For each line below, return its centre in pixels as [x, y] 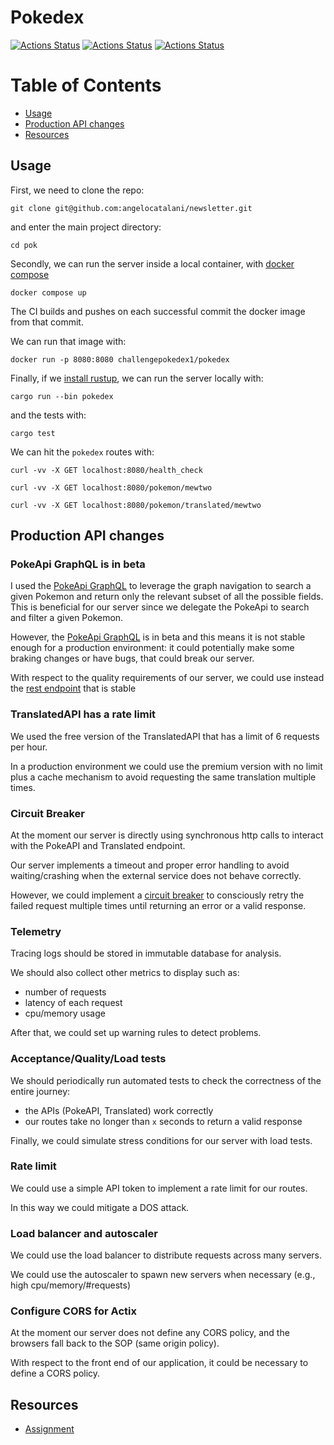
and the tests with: [48, 415]
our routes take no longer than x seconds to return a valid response [163, 1121]
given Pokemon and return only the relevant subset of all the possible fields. [167, 597]
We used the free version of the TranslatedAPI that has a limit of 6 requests [165, 736]
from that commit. [47, 322]
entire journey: [40, 1091]
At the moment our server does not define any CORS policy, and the [150, 1333]
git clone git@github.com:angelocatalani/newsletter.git [131, 208]
